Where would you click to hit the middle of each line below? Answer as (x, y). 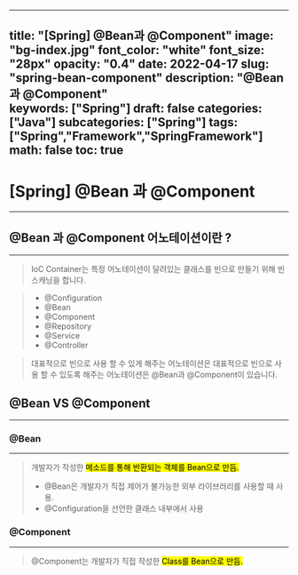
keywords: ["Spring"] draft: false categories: (136, 109)
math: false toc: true (67, 151)
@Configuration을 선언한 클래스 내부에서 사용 (124, 508)
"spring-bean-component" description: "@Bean (146, 78)
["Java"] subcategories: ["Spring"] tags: (124, 122)
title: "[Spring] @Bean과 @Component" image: (141, 36)
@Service (62, 336)
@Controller (66, 345)
